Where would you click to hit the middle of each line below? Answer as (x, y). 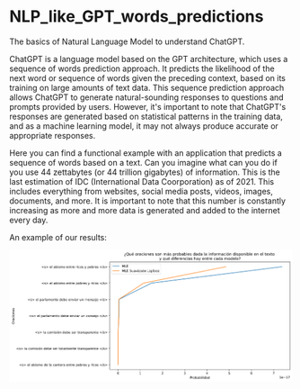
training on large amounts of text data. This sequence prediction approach (147, 87)
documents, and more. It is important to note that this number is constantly (147, 201)
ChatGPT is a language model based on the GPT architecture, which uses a (149, 59)
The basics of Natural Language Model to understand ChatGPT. (127, 41)
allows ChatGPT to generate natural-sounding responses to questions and (147, 97)
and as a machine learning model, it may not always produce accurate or (144, 126)
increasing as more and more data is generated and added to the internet (145, 210)
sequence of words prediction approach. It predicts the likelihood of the (142, 68)
